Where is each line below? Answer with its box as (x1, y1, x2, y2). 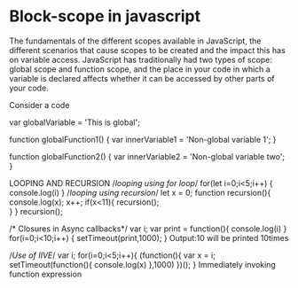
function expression (9, 269, 82, 279)
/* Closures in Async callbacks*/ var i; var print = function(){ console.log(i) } (9, 223, 287, 234)
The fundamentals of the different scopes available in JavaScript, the (9, 35, 262, 46)
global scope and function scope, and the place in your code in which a (9, 64, 271, 74)
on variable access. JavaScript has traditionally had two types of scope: (9, 54, 273, 65)
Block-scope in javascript (9, 6, 201, 27)
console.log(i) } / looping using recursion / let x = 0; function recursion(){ (9, 187, 271, 198)
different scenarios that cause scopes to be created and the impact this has (9, 44, 286, 55)
